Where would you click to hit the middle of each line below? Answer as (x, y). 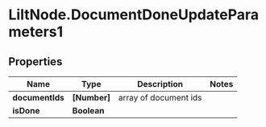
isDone (26, 111)
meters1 (36, 32)
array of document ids (160, 98)
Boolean (88, 111)
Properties (35, 61)
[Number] (91, 98)
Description (160, 84)
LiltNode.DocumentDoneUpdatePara (134, 15)
